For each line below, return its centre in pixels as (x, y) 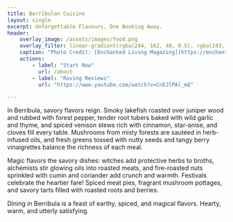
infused (18, 140)
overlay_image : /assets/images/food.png (79, 40)
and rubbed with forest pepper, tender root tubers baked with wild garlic (110, 118)
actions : (32, 59)
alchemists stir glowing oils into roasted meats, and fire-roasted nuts (105, 168)
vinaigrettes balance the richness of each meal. (75, 147)
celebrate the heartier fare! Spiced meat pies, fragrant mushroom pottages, (115, 183)
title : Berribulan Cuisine (46, 14)
